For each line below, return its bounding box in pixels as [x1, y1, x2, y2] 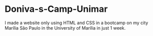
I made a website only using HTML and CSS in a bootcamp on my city [4, 20, 148, 26]
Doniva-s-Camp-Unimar [4, 3, 108, 15]
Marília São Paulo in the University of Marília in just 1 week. [4, 25, 126, 31]
